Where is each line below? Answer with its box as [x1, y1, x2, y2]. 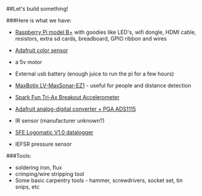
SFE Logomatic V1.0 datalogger [15, 129, 94, 136]
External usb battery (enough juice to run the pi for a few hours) [15, 70, 174, 77]
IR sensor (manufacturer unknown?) [15, 117, 105, 124]
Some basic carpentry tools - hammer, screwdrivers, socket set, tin [15, 177, 183, 184]
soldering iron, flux [15, 164, 62, 171]
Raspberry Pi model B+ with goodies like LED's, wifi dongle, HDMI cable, [15, 28, 197, 36]
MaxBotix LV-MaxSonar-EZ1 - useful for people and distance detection [15, 82, 192, 89]
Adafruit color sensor [15, 47, 68, 54]
